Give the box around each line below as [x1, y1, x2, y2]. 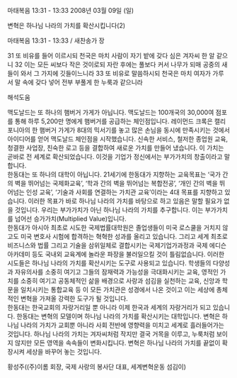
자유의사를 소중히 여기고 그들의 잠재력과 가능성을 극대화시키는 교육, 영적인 [14, 268, 219, 276]
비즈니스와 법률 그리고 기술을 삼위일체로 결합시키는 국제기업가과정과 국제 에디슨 [7, 241, 227, 250]
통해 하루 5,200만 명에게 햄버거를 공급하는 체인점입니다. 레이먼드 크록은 [14, 117, 214, 126]
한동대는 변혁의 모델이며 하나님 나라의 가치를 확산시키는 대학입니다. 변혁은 [16, 312, 221, 321]
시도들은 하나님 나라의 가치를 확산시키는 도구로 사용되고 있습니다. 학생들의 [7, 259, 212, 267]
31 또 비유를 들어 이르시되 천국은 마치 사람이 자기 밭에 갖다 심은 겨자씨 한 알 [7, 52, 215, 60]
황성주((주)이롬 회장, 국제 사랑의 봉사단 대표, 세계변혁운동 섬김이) [7, 362, 186, 371]
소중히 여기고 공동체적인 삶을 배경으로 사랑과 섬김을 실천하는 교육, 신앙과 [20, 277, 221, 285]
